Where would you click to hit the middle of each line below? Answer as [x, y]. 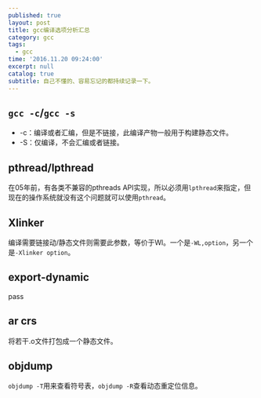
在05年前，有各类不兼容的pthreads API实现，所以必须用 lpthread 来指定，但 [130, 188]
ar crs [23, 321]
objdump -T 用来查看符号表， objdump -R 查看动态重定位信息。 [105, 386]
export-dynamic [49, 278]
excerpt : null [31, 67]
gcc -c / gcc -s [42, 113]
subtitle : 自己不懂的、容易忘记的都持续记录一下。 [81, 81]
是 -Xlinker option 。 [42, 252]
